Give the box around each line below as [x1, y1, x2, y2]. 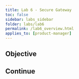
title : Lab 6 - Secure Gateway [5, 7, 72, 13]
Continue [5, 67, 36, 75]
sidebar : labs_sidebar [5, 17, 54, 22]
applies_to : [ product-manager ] [5, 31, 72, 36]
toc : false [5, 12, 29, 17]
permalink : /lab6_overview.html [5, 26, 74, 31]
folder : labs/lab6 [5, 21, 44, 27]
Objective [5, 50, 37, 58]
